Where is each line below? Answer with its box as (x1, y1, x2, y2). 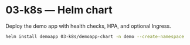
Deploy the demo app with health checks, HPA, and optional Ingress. (5, 22, 171, 29)
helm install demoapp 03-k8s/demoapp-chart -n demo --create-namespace (5, 33, 184, 39)
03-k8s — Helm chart (5, 3, 113, 17)
